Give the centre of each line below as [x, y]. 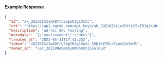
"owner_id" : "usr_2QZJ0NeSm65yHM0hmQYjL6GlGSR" [58, 48]
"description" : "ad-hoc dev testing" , [48, 30]
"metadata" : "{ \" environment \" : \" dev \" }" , [53, 35]
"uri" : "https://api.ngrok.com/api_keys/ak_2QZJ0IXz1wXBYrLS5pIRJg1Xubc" [85, 26]
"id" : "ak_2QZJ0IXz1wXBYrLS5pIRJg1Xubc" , [52, 22]
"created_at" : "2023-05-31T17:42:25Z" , [49, 39]
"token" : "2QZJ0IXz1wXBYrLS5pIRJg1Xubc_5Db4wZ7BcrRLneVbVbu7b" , [75, 44]
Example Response [24, 7]
